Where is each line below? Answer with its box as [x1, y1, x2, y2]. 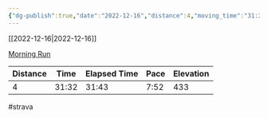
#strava [8, 101, 33, 112]
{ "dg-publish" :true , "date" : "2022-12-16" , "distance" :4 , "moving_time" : [8, 11, 245, 20]
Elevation [172, 68, 210, 79]
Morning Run [8, 49, 51, 58]
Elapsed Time [85, 68, 139, 79]
